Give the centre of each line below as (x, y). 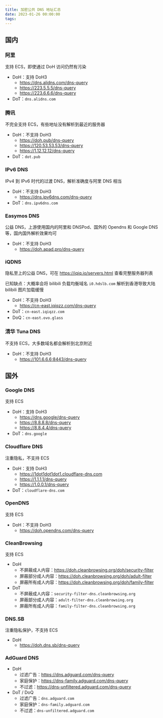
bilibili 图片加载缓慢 (25, 290)
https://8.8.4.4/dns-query (45, 428)
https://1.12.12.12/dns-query (47, 151)
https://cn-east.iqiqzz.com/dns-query (58, 306)
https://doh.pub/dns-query (47, 140)
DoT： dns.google (29, 434)
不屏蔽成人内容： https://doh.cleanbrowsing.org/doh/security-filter (86, 570)
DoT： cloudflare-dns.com (38, 490)
